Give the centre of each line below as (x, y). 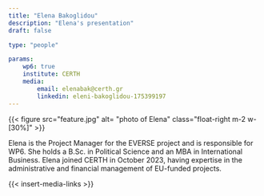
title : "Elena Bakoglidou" (53, 16)
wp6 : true (39, 67)
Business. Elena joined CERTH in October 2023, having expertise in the (125, 159)
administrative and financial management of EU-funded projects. (115, 168)
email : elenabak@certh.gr (80, 88)
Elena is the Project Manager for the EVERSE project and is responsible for (131, 143)
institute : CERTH (52, 74)
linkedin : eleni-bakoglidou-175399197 (102, 96)
